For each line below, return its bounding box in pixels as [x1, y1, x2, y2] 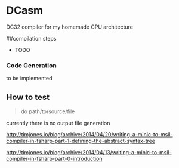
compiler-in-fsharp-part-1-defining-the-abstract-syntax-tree [6, 138, 156, 145]
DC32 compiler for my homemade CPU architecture [6, 23, 133, 30]
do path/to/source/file [20, 108, 75, 115]
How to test [6, 92, 50, 102]
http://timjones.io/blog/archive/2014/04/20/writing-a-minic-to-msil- [6, 131, 173, 138]
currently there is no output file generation [6, 120, 110, 127]
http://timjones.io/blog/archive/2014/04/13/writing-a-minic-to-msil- [6, 149, 172, 156]
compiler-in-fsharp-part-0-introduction [6, 155, 103, 163]
